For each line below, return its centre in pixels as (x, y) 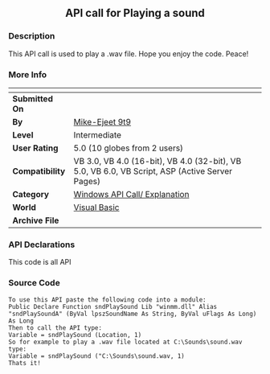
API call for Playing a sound (135, 13)
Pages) (87, 181)
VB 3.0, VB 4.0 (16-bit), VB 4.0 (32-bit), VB (157, 161)
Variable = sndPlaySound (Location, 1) (75, 335)
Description (32, 36)
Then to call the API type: (55, 328)
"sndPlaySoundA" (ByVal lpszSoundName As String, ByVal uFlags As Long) (133, 314)
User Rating (35, 148)
